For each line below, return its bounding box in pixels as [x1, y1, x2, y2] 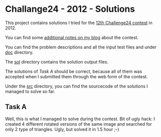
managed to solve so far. [5, 88, 56, 94]
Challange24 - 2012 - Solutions [5, 3, 135, 15]
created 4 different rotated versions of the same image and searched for [5, 121, 152, 127]
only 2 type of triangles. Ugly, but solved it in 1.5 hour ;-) [5, 126, 120, 132]
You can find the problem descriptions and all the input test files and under [5, 44, 157, 50]
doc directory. [5, 49, 33, 55]
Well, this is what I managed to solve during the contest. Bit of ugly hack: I [5, 116, 155, 122]
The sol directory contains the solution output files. [5, 59, 109, 65]
